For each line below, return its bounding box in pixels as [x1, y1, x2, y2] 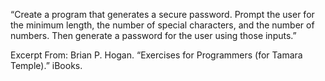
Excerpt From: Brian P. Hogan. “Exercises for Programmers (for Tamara [10, 49, 303, 61]
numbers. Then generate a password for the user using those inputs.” [10, 30, 297, 41]
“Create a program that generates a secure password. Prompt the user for [10, 9, 315, 20]
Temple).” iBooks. [10, 60, 83, 71]
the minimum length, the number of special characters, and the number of [10, 19, 315, 31]
